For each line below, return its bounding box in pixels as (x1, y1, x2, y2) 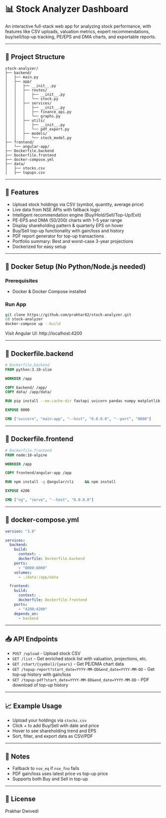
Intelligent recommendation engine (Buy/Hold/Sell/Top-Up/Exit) (12, 212, 142, 218)
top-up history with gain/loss (12, 672, 71, 678)
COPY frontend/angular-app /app (5, 470, 72, 475)
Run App (5, 301, 26, 308)
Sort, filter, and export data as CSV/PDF (12, 733, 93, 739)
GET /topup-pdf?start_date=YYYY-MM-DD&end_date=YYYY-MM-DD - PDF (12, 677, 150, 683)
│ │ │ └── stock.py (5, 96, 58, 101)
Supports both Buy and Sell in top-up (12, 776, 88, 782)
